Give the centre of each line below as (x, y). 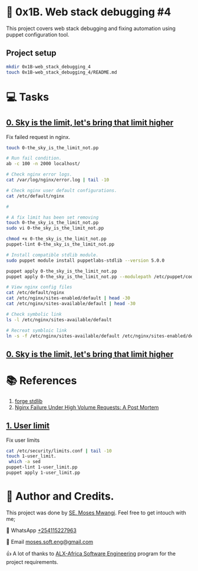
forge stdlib (29, 401)
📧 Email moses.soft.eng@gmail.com (49, 542)
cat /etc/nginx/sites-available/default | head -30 (71, 303)
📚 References (42, 380)
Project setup (32, 53)
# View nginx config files (39, 287)
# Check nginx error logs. (39, 174)
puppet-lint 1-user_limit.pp (42, 467)
